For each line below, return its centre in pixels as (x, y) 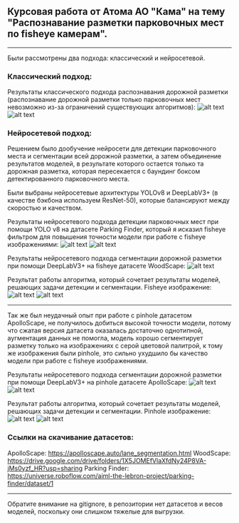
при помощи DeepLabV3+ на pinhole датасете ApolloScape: (97, 382)
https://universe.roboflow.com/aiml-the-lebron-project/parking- (101, 476)
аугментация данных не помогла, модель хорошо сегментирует (105, 338)
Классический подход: (50, 76)
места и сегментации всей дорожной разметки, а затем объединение (115, 156)
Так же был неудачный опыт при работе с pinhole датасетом (100, 315)
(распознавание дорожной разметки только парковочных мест (104, 100)
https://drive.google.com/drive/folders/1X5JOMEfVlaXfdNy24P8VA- (107, 460)
